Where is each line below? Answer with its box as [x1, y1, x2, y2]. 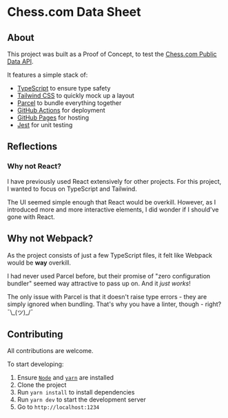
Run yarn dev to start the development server [17, 395, 147, 404]
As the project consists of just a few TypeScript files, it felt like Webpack [7, 251, 212, 259]
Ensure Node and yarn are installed [17, 374, 114, 382]
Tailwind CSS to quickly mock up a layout [17, 91, 134, 99]
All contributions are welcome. [7, 347, 94, 355]
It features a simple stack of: [7, 70, 88, 79]
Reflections [7, 141, 58, 153]
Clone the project [17, 381, 67, 389]
